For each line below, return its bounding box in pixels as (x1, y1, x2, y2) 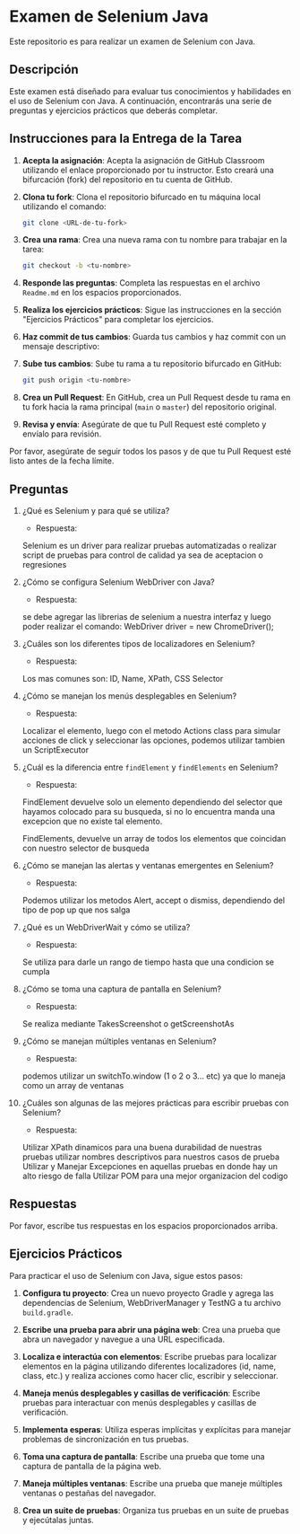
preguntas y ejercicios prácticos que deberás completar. (9, 105, 218, 116)
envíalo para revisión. (21, 428, 102, 439)
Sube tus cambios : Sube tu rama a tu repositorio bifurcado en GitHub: (21, 358, 282, 369)
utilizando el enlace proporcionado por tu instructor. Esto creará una (21, 164, 275, 175)
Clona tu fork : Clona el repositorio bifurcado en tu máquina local (21, 191, 261, 202)
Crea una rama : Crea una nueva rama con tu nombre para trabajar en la (21, 234, 287, 245)
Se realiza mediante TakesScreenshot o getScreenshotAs (21, 1018, 235, 1029)
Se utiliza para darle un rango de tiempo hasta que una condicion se (21, 957, 275, 967)
